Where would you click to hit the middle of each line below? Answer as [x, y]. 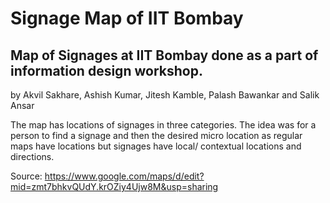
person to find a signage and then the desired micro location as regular [156, 135]
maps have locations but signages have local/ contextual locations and [156, 146]
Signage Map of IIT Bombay [127, 18]
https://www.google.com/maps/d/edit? [124, 176]
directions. [32, 156]
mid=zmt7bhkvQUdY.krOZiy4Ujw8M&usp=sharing [114, 186]
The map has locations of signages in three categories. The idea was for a [163, 125]
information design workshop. [106, 70]
